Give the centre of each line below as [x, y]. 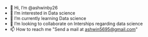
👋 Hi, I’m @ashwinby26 [34, 8]
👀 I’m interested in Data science [42, 13]
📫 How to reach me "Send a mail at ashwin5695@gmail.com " [74, 29]
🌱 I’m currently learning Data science [48, 18]
